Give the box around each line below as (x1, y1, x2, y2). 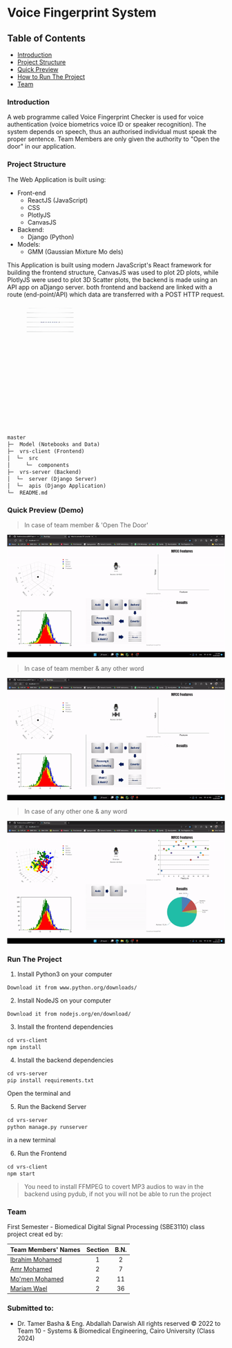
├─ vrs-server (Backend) (7, 468, 81, 475)
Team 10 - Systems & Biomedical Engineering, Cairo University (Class (17, 1327, 215, 1335)
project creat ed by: (7, 1230, 64, 1238)
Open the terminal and (7, 1090, 71, 1098)
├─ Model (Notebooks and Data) (7, 441, 100, 448)
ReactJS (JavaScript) (27, 196, 88, 205)
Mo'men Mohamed (10, 1275, 64, 1283)
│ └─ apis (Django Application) (7, 482, 107, 489)
